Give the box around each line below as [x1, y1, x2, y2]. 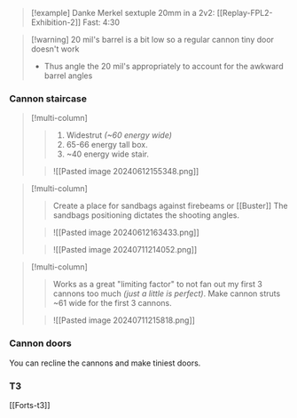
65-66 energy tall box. [66, 140, 148, 150]
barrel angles [43, 70, 93, 81]
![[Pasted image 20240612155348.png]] [52, 166, 199, 177]
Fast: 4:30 [82, 17, 121, 28]
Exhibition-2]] [30, 17, 82, 28]
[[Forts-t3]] [9, 399, 51, 410]
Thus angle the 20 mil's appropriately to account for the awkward [43, 61, 284, 71]
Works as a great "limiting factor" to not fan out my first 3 [52, 279, 263, 290]
